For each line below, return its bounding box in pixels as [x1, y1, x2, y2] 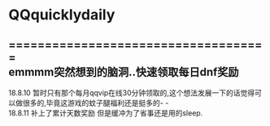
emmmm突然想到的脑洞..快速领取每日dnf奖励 [8, 65, 239, 78]
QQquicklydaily [8, 6, 115, 24]
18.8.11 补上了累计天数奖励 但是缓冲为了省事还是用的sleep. [8, 108, 203, 118]
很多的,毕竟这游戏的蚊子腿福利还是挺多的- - [22, 99, 169, 107]
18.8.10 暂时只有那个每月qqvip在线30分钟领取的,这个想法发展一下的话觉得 [8, 88, 255, 98]
